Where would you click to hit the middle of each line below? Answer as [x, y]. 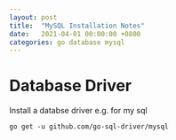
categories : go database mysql [67, 42]
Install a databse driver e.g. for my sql [79, 111]
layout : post [33, 17]
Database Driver [70, 86]
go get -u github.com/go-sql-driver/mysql [89, 127]
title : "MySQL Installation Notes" [77, 26]
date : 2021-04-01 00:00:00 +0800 [75, 34]
